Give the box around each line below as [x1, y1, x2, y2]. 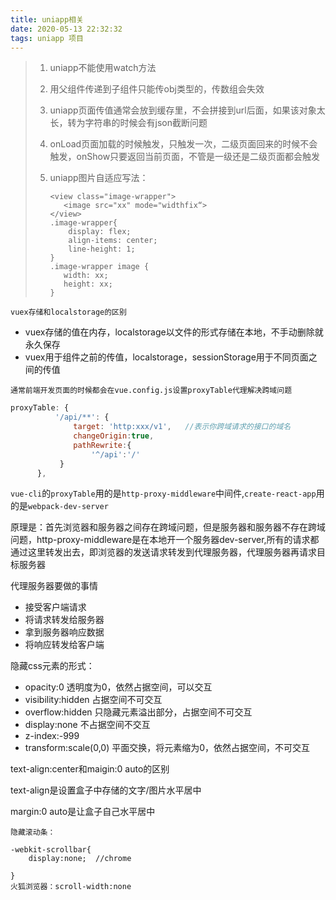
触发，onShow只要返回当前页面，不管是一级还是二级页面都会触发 [49, 151, 321, 163]
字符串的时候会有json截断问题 [84, 117, 208, 129]
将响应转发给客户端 [24, 639, 105, 651]
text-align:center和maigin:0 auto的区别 [10, 763, 170, 775]
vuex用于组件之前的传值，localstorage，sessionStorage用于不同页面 [24, 351, 309, 363]
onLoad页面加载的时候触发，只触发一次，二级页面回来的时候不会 [49, 138, 318, 150]
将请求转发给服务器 [24, 614, 105, 626]
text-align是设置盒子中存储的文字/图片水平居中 [10, 784, 202, 796]
